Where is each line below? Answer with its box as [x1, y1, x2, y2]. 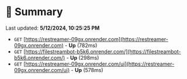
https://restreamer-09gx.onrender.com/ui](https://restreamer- [25, 60, 175, 67]
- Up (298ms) [66, 54, 99, 61]
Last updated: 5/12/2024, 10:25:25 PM [5, 24, 100, 31]
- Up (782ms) [64, 42, 98, 49]
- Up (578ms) [71, 66, 103, 73]
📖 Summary [5, 5, 63, 19]
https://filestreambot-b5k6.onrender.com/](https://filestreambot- [25, 48, 181, 55]
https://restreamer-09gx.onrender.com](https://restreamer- [25, 35, 169, 42]
